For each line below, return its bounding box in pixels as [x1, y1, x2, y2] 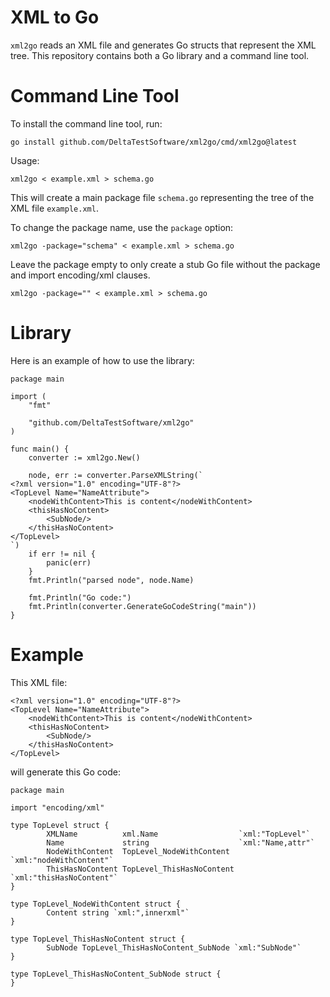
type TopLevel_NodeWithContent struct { [10, 899, 182, 909]
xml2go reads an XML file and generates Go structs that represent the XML [10, 39, 317, 51]
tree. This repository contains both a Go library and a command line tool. [10, 49, 310, 61]
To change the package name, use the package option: [10, 221, 234, 233]
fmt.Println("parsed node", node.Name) [28, 575, 195, 585]
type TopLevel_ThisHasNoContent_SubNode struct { [10, 969, 222, 979]
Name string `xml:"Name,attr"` [46, 837, 315, 848]
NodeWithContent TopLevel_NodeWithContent [46, 846, 230, 856]
